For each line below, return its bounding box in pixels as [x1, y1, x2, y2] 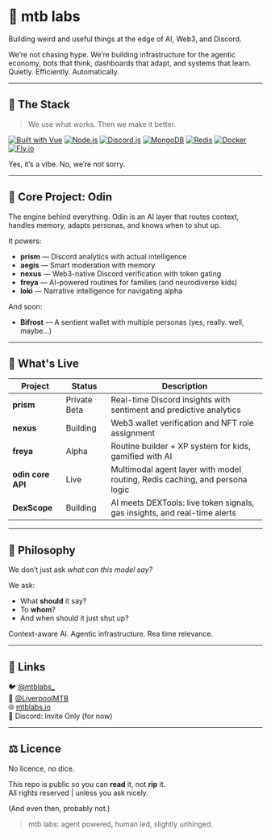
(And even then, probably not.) [8, 803, 110, 813]
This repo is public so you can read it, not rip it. [8, 779, 166, 789]
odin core [12, 469, 50, 480]
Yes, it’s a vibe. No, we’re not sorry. [8, 159, 126, 169]
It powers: [8, 236, 42, 246]
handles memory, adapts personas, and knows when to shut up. [8, 220, 222, 229]
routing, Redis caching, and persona [110, 474, 248, 486]
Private [65, 394, 93, 406]
